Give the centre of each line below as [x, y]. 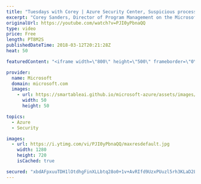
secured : [17, 171]
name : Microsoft [32, 78]
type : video [21, 28]
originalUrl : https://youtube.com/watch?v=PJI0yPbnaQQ [76, 23]
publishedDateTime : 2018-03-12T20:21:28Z [59, 46]
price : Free [21, 34]
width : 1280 [32, 150]
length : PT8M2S [25, 40]
